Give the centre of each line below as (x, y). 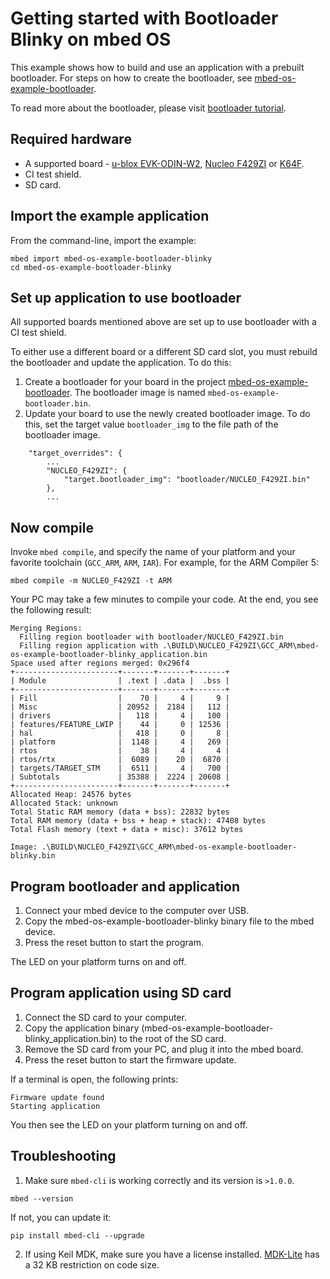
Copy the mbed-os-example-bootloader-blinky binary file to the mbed (169, 921)
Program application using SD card (121, 993)
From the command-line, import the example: (103, 240)
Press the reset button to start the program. (114, 942)
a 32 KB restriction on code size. (92, 1264)
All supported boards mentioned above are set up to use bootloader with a (163, 322)
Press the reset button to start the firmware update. (130, 1059)
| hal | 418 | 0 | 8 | (120, 733)
